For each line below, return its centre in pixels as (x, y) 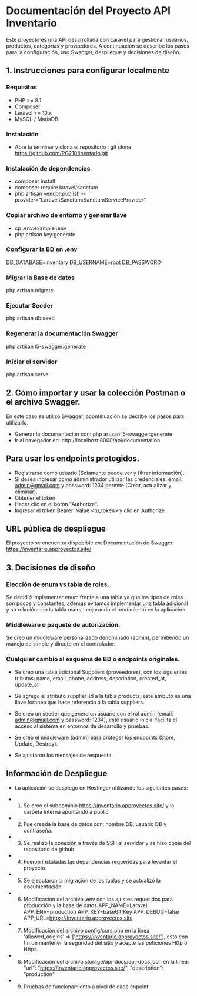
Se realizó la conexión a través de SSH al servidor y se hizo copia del (107, 843)
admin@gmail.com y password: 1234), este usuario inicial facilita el (96, 720)
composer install (35, 181)
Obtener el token (35, 497)
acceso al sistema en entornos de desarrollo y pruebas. (82, 726)
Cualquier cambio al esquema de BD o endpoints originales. (93, 659)
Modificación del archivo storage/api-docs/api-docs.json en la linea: (106, 961)
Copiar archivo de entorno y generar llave (67, 215)
